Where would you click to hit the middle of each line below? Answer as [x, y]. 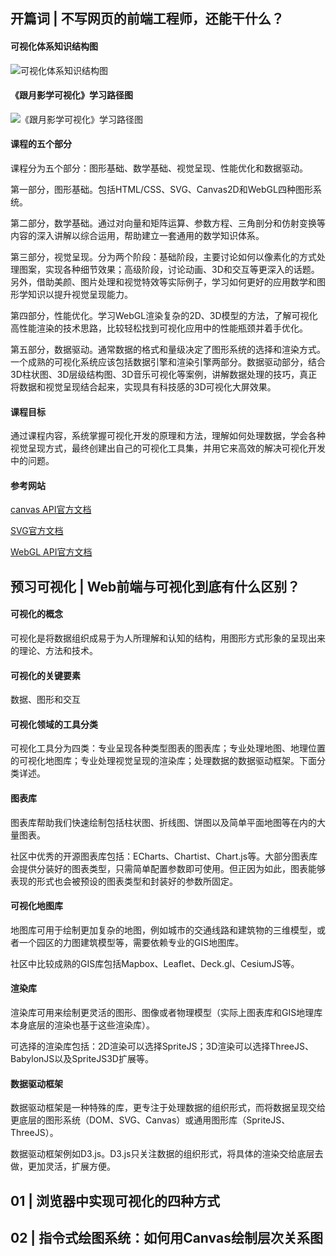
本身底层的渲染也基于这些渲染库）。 [82, 1025]
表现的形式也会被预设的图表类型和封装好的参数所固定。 [124, 881]
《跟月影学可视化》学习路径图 [71, 95]
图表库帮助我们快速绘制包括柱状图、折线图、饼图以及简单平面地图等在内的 [163, 822]
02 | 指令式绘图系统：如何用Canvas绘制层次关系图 [166, 1238]
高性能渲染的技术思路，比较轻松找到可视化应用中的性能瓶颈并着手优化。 [159, 328]
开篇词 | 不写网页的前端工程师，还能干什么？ [147, 19]
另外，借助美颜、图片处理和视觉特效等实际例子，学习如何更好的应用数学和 [163, 282]
